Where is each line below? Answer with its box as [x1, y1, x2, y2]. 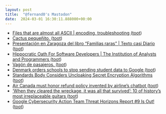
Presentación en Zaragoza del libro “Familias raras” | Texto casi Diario [12, 41, 155, 47]
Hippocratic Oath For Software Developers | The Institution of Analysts [12, 51, 157, 57]
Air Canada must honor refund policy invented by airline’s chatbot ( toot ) [12, 83, 159, 89]
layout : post [5, 7, 32, 12]
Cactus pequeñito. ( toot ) [12, 35, 63, 41]
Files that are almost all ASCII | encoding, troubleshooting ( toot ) [12, 30, 142, 36]
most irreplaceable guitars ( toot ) [12, 93, 78, 99]
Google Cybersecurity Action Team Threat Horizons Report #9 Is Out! [12, 99, 155, 105]
